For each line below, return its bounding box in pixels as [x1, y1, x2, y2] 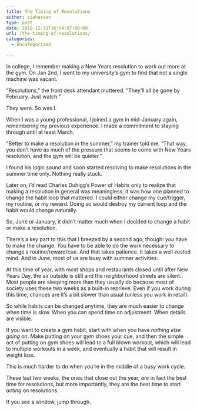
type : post [6, 19, 33, 25]
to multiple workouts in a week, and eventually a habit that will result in [6, 345, 178, 352]
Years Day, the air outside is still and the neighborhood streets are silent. [6, 272, 182, 279]
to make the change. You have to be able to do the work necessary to [6, 242, 175, 249]
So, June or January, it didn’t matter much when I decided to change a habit [6, 218, 191, 225]
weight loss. [6, 351, 35, 359]
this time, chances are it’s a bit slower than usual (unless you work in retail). [6, 291, 189, 298]
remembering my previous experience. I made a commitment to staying [6, 122, 179, 129]
